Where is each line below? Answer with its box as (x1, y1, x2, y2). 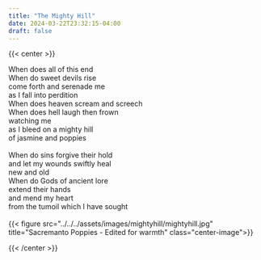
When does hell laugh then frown (8, 107, 119, 117)
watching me (8, 116, 52, 126)
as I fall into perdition (8, 90, 78, 100)
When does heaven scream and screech (8, 99, 143, 109)
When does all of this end (8, 65, 94, 74)
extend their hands (8, 185, 71, 195)
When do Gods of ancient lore (8, 176, 109, 186)
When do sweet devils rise (8, 73, 97, 83)
